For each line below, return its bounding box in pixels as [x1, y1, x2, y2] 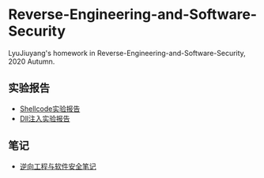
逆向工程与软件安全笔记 [19, 161, 96, 171]
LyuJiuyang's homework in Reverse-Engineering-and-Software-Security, [8, 48, 247, 57]
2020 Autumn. [8, 57, 55, 66]
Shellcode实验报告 [19, 104, 81, 113]
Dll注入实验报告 [19, 113, 70, 123]
